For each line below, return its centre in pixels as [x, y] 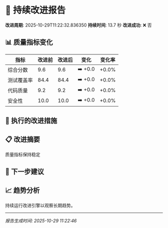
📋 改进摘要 [23, 139]
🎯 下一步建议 [24, 172]
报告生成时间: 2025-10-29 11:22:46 [41, 221]
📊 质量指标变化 [29, 42]
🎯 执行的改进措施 [31, 121]
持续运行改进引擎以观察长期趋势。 [40, 205]
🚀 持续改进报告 [35, 10]
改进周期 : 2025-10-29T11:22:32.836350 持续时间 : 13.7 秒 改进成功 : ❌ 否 [78, 25]
